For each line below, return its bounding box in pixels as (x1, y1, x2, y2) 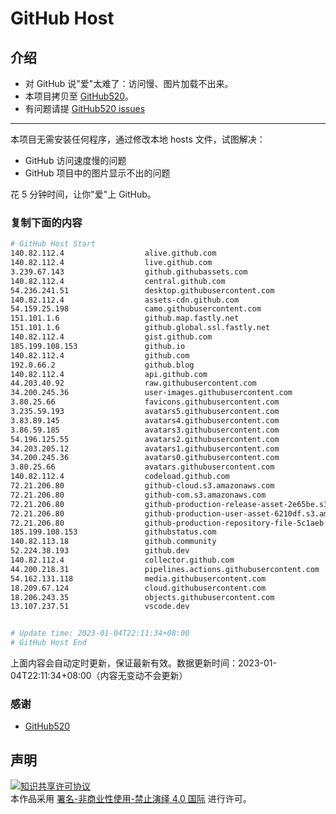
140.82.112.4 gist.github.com (10, 332, 213, 342)
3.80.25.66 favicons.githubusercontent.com (10, 397, 280, 407)
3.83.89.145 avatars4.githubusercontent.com (10, 415, 280, 426)
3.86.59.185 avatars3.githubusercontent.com (10, 425, 280, 435)
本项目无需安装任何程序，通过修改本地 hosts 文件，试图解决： (10, 133, 266, 145)
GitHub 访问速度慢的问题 (24, 155, 127, 166)
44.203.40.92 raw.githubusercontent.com (10, 378, 257, 389)
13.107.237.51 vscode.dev (10, 602, 190, 612)
